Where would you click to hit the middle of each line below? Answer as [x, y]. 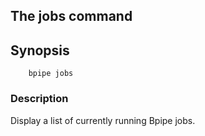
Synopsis [40, 50]
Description [39, 99]
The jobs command [71, 16]
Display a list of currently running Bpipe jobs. [103, 120]
